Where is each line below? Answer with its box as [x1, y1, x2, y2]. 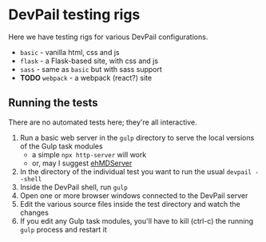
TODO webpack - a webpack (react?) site [19, 73, 153, 82]
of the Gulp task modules [19, 141, 103, 151]
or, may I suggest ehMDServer [31, 158, 133, 168]
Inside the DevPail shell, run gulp [19, 182, 128, 192]
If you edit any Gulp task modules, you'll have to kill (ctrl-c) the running [19, 216, 254, 225]
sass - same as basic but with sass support [19, 64, 162, 73]
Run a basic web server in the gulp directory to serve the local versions [19, 133, 255, 142]
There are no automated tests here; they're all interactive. [8, 117, 197, 127]
